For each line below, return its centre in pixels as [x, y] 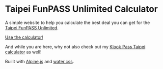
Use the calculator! [24, 37]
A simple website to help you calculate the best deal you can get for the [78, 23]
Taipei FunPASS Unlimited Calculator [81, 9]
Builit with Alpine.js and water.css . [40, 61]
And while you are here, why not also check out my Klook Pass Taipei [75, 46]
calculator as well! [23, 52]
